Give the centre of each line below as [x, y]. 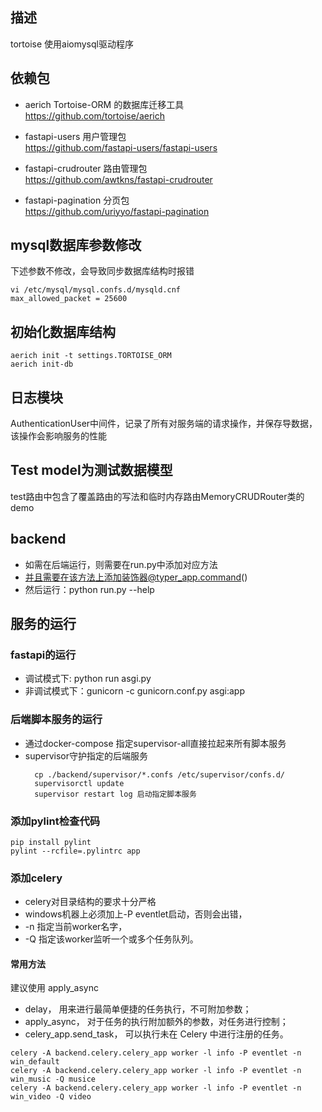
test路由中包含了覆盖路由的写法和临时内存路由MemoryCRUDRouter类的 [157, 496]
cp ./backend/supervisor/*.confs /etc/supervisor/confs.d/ [160, 774]
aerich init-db [42, 364]
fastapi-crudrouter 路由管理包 [86, 168]
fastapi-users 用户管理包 [75, 136]
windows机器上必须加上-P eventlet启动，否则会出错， [136, 914]
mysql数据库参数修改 [76, 245]
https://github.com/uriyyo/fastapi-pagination [117, 211]
